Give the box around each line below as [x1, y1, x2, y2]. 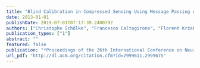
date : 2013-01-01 [6, 14, 49, 20]
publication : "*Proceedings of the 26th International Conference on [6, 47, 183, 53]
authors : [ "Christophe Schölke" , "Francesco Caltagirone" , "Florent [6, 25, 180, 31]
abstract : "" [6, 36, 39, 42]
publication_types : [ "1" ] [6, 31, 70, 37]
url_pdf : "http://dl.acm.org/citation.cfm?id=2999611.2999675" [6, 53, 167, 59]
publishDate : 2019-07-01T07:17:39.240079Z [6, 20, 113, 25]
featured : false [6, 42, 46, 48]
